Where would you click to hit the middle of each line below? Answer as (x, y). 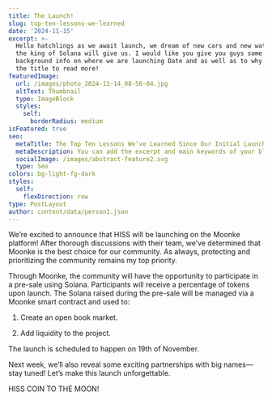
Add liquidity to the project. (66, 334)
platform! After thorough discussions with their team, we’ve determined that (135, 243)
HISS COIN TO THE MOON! (54, 389)
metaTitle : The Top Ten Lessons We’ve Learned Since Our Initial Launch (141, 144)
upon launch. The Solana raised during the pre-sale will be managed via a (132, 293)
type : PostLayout (38, 204)
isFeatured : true (38, 129)
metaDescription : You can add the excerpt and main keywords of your (135, 151)
